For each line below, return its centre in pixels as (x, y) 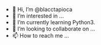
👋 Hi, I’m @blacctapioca (42, 9)
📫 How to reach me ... (40, 36)
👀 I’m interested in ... (38, 16)
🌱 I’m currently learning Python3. (54, 22)
